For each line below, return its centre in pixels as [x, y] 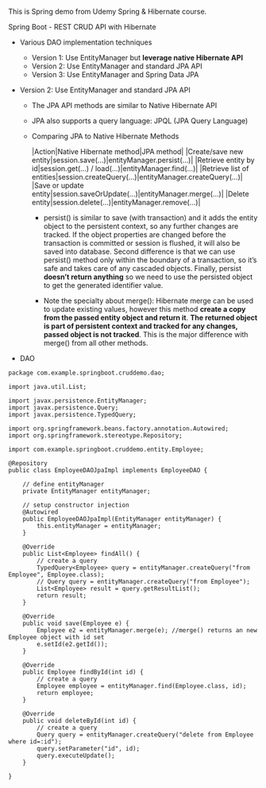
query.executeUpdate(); [76, 755]
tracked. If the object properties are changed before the [135, 235]
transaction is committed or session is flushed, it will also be [142, 243]
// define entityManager [64, 484]
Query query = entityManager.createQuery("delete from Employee [145, 735]
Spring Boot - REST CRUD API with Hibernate [82, 27]
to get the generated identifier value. [103, 285]
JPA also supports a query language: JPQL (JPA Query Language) [140, 121]
